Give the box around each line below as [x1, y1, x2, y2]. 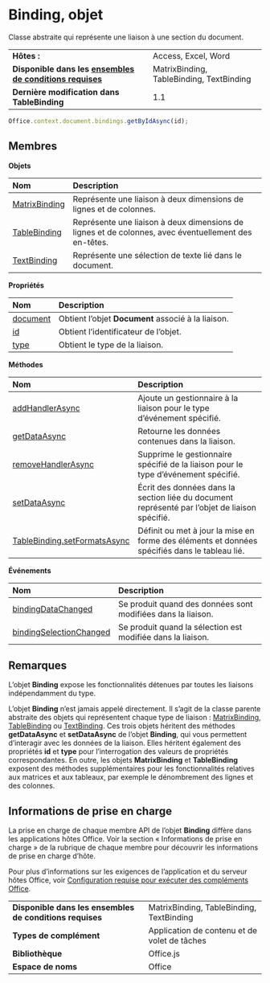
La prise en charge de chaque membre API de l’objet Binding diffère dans [8, 825, 252, 835]
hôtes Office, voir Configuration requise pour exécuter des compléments [8, 875, 249, 885]
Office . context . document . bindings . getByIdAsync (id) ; [8, 117, 189, 125]
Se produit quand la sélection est [117, 621, 243, 633]
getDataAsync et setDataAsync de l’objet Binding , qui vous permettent [8, 730, 247, 739]
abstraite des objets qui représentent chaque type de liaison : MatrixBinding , [8, 713, 261, 723]
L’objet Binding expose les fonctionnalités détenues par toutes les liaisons [8, 680, 254, 690]
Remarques [8, 659, 67, 673]
